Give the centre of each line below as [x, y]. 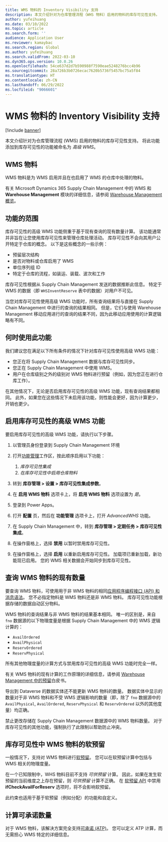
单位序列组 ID [26, 267]
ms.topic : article [24, 29]
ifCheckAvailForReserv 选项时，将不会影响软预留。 [59, 787]
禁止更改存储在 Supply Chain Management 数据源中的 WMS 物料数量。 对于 [84, 720]
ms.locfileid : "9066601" [31, 89]
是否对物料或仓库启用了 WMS [43, 261]
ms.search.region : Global [32, 47]
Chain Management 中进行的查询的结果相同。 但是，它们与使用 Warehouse [83, 308]
